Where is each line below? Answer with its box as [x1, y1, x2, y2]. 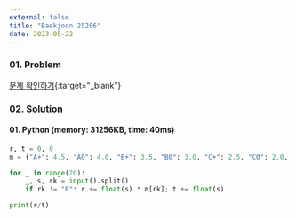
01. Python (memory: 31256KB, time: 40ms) [9, 125, 175, 136]
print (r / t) [9, 201, 50, 210]
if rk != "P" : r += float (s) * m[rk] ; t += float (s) [25, 185, 225, 194]
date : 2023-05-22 [9, 29, 74, 38]
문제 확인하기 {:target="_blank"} [9, 80, 122, 90]
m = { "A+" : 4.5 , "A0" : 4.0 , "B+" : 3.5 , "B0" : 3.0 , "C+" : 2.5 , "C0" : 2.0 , [9, 152, 289, 161]
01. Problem [9, 58, 62, 71]
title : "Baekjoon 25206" [9, 21, 101, 30]
